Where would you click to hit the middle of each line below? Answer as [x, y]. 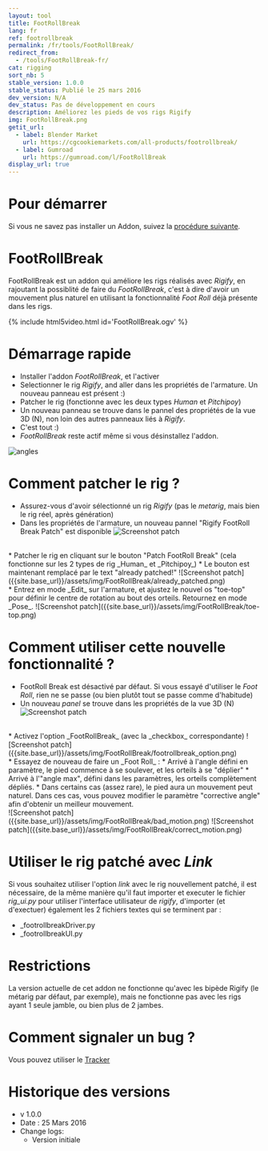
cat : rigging [30, 68]
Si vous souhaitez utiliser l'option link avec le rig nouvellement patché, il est [133, 884]
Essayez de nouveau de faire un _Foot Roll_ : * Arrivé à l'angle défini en [130, 761]
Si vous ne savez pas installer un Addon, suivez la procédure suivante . [124, 227]
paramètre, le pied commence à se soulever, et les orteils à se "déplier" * [129, 770]
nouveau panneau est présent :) [72, 393]
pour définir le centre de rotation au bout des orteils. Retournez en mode [128, 598]
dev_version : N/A [37, 98]
